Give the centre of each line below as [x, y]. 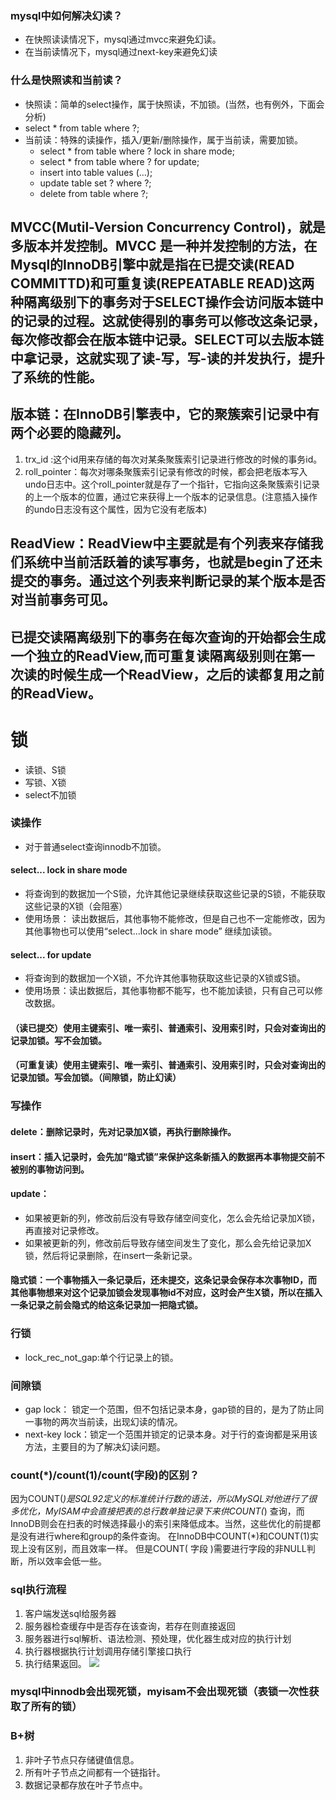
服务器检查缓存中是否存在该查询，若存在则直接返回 [130, 1626]
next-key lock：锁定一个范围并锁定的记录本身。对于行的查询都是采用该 [171, 1434]
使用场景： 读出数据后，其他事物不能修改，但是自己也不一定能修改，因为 [175, 919]
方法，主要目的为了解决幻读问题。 [95, 1446]
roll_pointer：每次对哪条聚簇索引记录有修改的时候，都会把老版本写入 [166, 471]
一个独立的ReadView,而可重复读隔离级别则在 [149, 655]
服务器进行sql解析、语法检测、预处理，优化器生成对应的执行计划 [158, 1638]
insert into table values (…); [96, 172]
